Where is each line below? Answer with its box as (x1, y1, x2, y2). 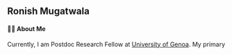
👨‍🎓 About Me (7, 24, 47, 33)
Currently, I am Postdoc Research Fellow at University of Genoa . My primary (7, 40, 226, 48)
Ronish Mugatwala (7, 5, 90, 17)
